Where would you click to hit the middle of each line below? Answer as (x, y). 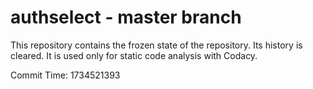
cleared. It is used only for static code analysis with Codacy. (134, 55)
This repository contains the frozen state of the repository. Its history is (156, 45)
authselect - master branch (126, 17)
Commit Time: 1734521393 (65, 75)
